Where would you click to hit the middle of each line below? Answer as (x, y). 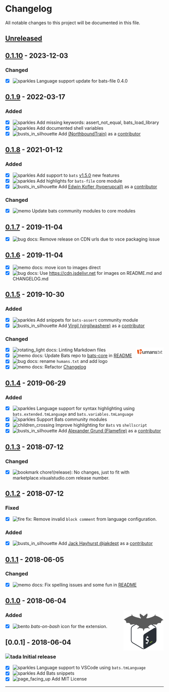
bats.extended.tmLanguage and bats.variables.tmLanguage (73, 414)
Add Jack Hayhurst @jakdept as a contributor (106, 544)
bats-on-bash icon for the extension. (69, 626)
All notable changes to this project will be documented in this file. (73, 23)
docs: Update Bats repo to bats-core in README (82, 356)
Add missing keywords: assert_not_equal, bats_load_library (98, 122)
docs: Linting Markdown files (76, 350)
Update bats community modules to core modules (84, 211)
